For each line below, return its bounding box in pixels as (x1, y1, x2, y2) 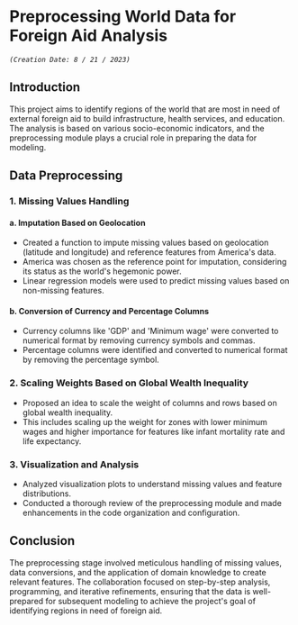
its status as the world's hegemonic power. (22, 266, 182, 276)
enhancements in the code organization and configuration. (22, 507, 240, 519)
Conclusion (9, 533, 76, 548)
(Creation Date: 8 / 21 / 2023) (9, 55, 131, 64)
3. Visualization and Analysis (9, 457, 140, 470)
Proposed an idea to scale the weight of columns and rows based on (22, 397, 277, 408)
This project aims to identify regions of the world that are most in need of (9, 104, 281, 114)
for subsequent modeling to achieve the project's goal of (45, 595, 257, 606)
